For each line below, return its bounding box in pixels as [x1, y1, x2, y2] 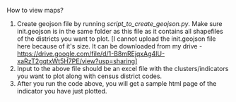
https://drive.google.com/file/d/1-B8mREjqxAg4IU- [16, 49, 165, 58]
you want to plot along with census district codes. [16, 72, 163, 80]
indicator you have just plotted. [16, 87, 107, 95]
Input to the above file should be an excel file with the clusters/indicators [16, 65, 229, 72]
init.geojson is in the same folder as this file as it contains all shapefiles [16, 27, 223, 35]
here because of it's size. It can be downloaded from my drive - [16, 42, 203, 50]
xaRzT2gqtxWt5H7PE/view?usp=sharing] [16, 57, 138, 65]
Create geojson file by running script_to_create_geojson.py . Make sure [16, 20, 223, 27]
